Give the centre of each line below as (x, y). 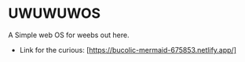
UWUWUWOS (54, 14)
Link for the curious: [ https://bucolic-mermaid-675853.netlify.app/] (128, 50)
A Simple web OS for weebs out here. (69, 35)
